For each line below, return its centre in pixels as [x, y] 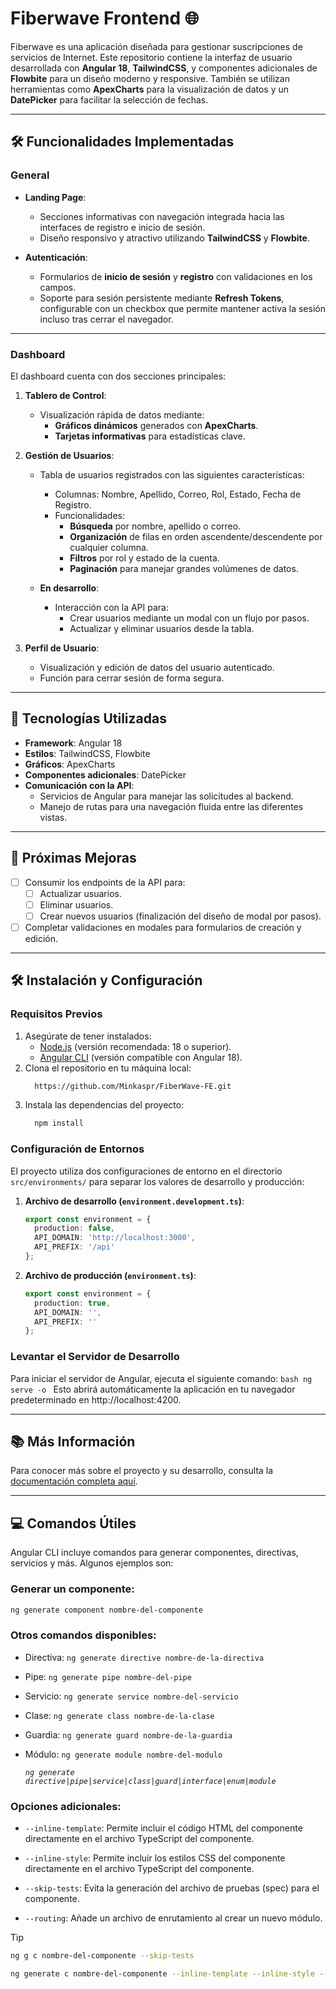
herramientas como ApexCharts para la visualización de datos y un [150, 89]
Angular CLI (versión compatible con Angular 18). [141, 1057]
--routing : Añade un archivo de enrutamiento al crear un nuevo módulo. [173, 1918]
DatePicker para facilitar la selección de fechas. [109, 99]
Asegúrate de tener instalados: [88, 1036]
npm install [59, 1123]
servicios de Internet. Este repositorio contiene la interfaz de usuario [151, 57]
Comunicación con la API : [79, 785]
